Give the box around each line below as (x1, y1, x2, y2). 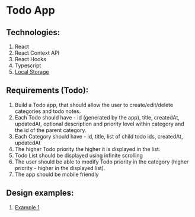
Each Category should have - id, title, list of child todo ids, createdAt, (14, 133, 183, 140)
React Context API (14, 49, 60, 56)
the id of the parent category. (14, 126, 87, 134)
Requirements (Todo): (6, 86, 89, 96)
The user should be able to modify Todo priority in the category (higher (14, 158, 189, 165)
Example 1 (14, 203, 40, 211)
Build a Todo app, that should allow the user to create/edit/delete (14, 101, 174, 108)
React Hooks (14, 56, 46, 62)
